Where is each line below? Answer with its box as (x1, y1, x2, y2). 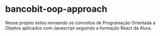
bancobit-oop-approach (5, 3, 108, 15)
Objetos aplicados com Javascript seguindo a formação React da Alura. (5, 25, 152, 31)
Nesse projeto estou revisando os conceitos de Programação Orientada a (5, 20, 156, 26)
